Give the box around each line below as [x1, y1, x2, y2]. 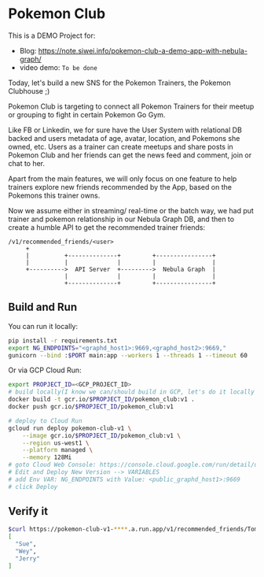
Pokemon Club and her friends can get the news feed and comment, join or [8, 150, 252, 160]
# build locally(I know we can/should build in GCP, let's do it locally [8, 388, 255, 396]
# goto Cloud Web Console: [8, 461, 97, 469]
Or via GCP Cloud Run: [8, 365, 82, 375]
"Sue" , [15, 540, 37, 548]
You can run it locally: [8, 321, 79, 331]
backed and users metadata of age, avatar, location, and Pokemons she [8, 133, 240, 142]
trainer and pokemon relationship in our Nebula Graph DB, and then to [8, 214, 234, 224]
